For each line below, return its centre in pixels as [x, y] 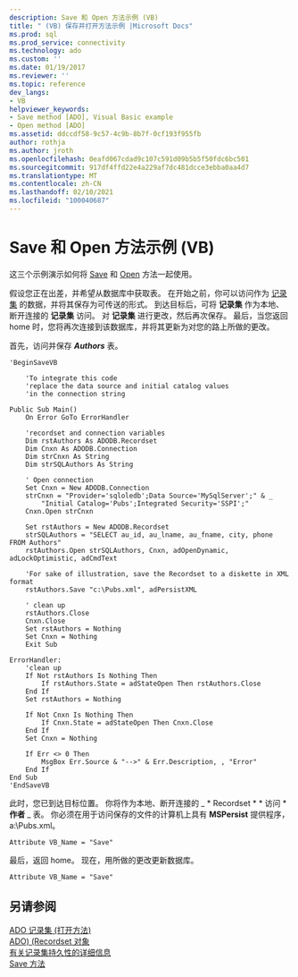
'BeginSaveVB [33, 362]
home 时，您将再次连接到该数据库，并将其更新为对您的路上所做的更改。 [142, 327]
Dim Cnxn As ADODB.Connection [82, 448]
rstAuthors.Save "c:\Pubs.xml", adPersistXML [112, 590]
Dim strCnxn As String [67, 456]
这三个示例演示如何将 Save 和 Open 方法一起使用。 [103, 274]
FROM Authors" [36, 542]
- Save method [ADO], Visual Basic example [91, 117]
